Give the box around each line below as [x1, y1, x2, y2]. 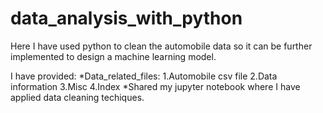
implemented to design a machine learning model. [10, 50, 217, 62]
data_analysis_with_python [10, 7, 243, 30]
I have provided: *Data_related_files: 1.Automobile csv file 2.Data [10, 70, 278, 82]
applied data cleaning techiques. [10, 91, 145, 103]
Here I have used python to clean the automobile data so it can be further [10, 40, 313, 52]
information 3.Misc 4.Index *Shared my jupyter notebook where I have [10, 80, 301, 92]
